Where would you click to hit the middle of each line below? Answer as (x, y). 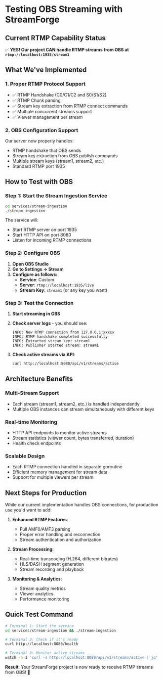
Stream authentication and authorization (61, 540)
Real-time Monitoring (31, 422)
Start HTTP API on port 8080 (42, 235)
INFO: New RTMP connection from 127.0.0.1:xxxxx (63, 332)
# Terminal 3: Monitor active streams (45, 653)
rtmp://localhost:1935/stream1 (37, 55)
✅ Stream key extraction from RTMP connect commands (70, 106)
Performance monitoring (45, 599)
